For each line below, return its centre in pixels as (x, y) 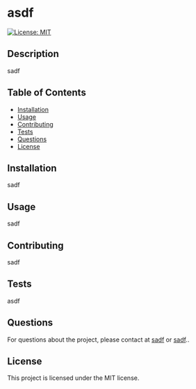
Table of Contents (47, 93)
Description (33, 54)
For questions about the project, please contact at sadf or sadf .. (98, 340)
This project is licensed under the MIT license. (73, 378)
